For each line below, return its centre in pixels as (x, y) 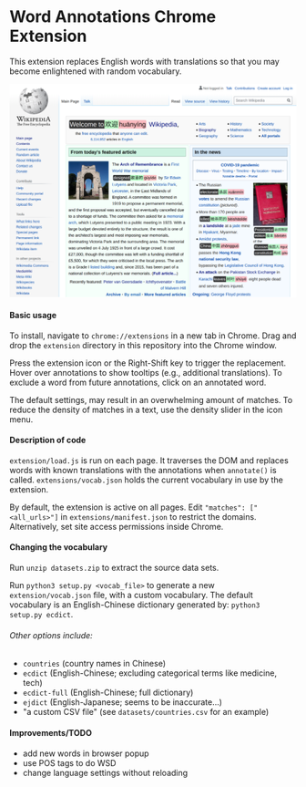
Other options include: (51, 635)
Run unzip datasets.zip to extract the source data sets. (114, 568)
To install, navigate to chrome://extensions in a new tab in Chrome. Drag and (153, 336)
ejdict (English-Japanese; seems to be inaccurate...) (122, 702)
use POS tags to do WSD (69, 762)
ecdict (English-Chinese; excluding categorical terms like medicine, (150, 673)
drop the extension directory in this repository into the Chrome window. (143, 345)
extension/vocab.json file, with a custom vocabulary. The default (131, 595)
